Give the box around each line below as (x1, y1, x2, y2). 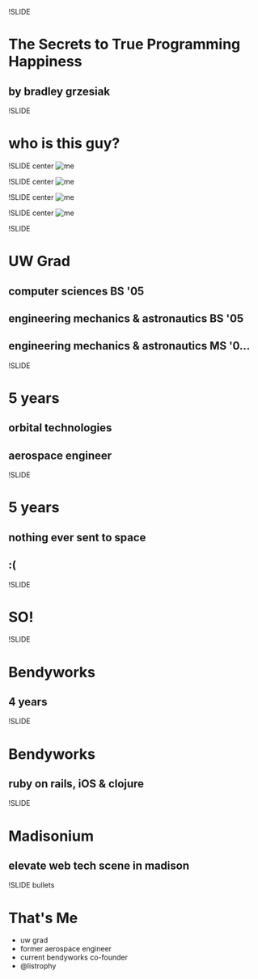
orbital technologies (8, 421, 112, 435)
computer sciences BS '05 (8, 284, 145, 298)
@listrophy (19, 961, 57, 971)
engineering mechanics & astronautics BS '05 (8, 311, 244, 325)
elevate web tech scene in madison (8, 859, 190, 873)
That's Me (8, 909, 78, 927)
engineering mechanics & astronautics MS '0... (8, 339, 251, 353)
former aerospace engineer (19, 944, 112, 954)
